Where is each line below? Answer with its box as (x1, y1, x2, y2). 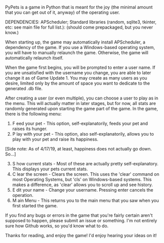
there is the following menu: (5, 111, 62, 117)
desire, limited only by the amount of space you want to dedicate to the (5, 80, 150, 86)
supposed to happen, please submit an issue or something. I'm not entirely (5, 218, 157, 223)
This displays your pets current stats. (12, 166, 88, 172)
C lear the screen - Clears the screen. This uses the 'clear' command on (12, 171, 160, 177)
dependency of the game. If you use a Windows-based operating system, (5, 45, 155, 50)
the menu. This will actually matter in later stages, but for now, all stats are (5, 100, 156, 106)
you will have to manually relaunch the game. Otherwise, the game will (5, 49, 149, 55)
